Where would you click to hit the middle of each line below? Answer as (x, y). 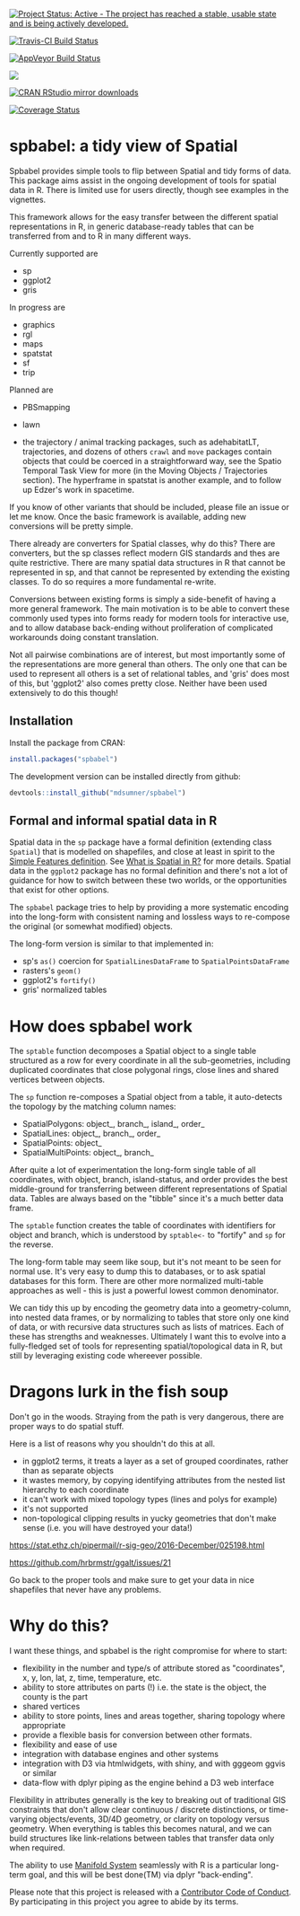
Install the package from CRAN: (67, 743)
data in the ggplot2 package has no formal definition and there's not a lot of (149, 871)
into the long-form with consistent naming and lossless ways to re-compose (150, 917)
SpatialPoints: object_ (62, 1143)
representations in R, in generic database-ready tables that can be (132, 226)
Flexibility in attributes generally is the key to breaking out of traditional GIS (148, 1800)
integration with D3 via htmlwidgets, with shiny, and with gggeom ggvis (154, 1763)
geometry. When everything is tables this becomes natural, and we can (141, 1829)
